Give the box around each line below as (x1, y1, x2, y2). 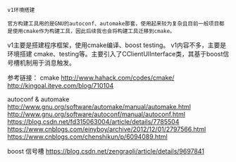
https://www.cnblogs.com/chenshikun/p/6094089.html (7, 132, 168, 141)
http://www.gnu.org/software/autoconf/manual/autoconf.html (7, 110, 185, 118)
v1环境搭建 (7, 6, 35, 13)
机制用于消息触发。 (19, 58, 75, 67)
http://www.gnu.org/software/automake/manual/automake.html (7, 103, 192, 111)
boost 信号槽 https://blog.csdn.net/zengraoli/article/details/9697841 (7, 147, 204, 155)
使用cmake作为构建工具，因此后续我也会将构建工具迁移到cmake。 (12, 27, 175, 35)
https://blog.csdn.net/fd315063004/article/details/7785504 (7, 118, 180, 125)
